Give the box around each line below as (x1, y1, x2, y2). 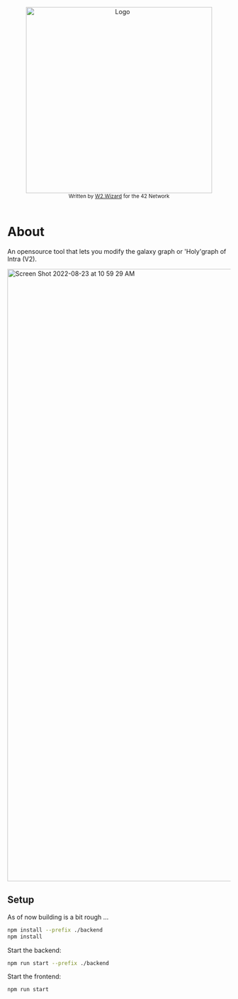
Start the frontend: (7, 972, 62, 981)
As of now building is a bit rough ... (7, 913, 109, 921)
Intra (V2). (7, 255, 38, 263)
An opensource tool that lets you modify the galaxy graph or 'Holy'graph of (7, 247, 227, 255)
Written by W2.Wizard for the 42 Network (68, 193, 170, 200)
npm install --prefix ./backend (7, 926, 103, 934)
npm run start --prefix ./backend (7, 959, 110, 966)
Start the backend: (7, 946, 62, 954)
